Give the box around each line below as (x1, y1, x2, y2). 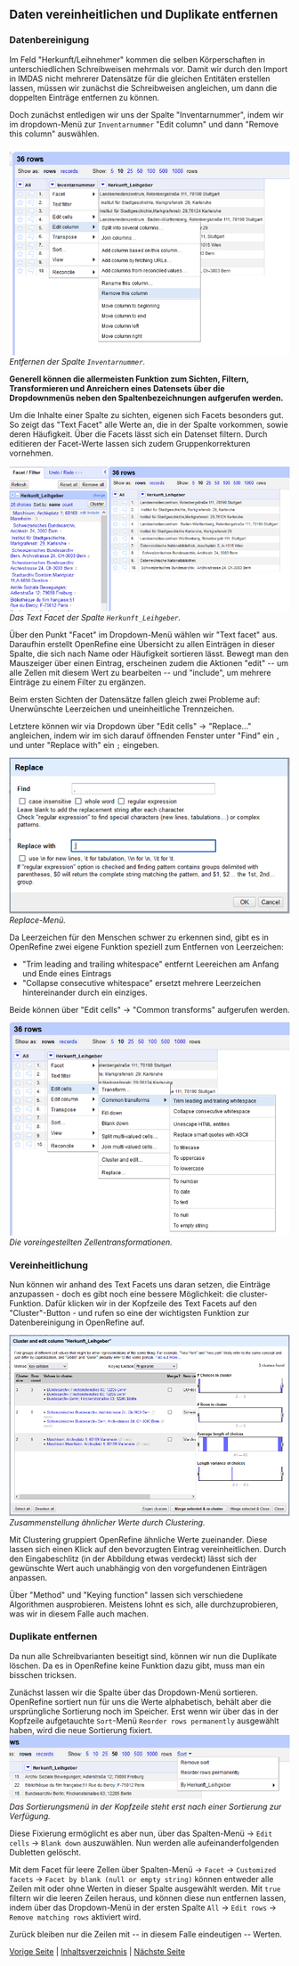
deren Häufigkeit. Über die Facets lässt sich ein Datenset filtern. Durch (9, 429, 268, 440)
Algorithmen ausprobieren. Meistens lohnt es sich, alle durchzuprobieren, (9, 1599, 279, 1609)
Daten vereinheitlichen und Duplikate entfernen (9, 7, 279, 22)
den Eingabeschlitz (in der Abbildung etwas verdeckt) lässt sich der (9, 1553, 257, 1564)
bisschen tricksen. (9, 1669, 77, 1680)
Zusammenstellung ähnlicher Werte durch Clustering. (9, 1517, 206, 1527)
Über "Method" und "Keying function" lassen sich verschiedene (9, 1589, 243, 1600)
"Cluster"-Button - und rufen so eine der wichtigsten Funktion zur (9, 1308, 250, 1319)
